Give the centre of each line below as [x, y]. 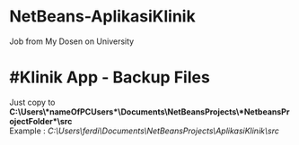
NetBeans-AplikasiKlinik [102, 17]
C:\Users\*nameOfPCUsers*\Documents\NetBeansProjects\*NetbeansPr [149, 111]
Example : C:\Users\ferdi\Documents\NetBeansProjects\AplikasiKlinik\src [145, 131]
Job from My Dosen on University [72, 41]
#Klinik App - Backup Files [110, 77]
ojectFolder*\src [41, 121]
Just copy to [32, 102]
